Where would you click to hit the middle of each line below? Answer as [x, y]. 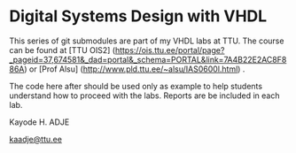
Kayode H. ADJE [39, 122]
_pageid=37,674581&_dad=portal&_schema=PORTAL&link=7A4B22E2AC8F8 [148, 59]
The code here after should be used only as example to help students [136, 86]
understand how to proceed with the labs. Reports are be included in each [144, 96]
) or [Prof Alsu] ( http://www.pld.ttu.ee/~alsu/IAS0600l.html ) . [135, 69]
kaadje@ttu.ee [35, 139]
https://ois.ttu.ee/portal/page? [170, 50]
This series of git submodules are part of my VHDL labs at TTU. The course [147, 41]
